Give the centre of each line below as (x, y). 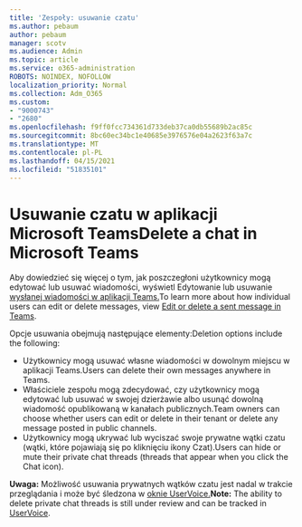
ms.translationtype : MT (54, 144)
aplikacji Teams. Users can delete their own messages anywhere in (146, 370)
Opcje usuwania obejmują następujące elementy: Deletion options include (146, 334)
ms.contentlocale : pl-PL (56, 152)
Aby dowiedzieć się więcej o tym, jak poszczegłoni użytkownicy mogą (140, 278)
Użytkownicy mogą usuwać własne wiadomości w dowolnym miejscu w (156, 361)
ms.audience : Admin (46, 52)
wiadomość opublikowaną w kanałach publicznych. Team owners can (151, 409)
